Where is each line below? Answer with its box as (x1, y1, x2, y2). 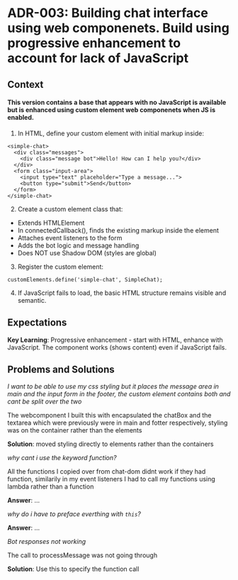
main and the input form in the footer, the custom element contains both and (7, 390, 231, 398)
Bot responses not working (7, 537, 86, 546)
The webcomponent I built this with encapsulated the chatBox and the (7, 411, 212, 420)
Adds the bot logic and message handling (17, 241, 140, 250)
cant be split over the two (7, 397, 82, 406)
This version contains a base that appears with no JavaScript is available (7, 98, 227, 107)
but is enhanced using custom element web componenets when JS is (7, 106, 216, 114)
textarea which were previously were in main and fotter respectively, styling (7, 418, 228, 427)
